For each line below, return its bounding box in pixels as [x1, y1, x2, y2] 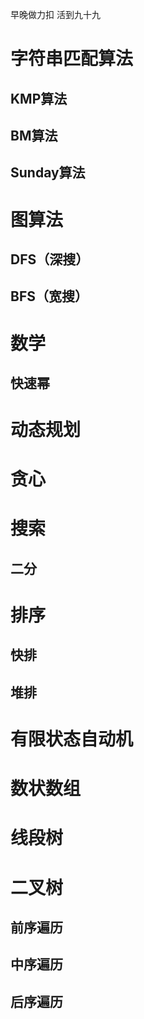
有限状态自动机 [10, 728, 134, 751]
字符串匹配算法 [10, 48, 134, 70]
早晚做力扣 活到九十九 [10, 9, 101, 20]
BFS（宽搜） [10, 288, 88, 305]
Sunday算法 [10, 164, 86, 182]
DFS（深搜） [10, 251, 90, 268]
